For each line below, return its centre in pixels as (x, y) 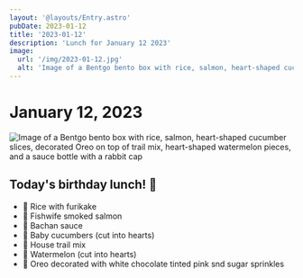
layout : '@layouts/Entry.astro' (70, 18)
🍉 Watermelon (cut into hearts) (79, 254)
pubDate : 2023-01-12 (48, 26)
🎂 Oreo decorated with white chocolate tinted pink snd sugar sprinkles (153, 264)
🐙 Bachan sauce (52, 225)
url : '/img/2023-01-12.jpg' (70, 59)
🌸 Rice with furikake (60, 206)
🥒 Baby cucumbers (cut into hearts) (88, 235)
